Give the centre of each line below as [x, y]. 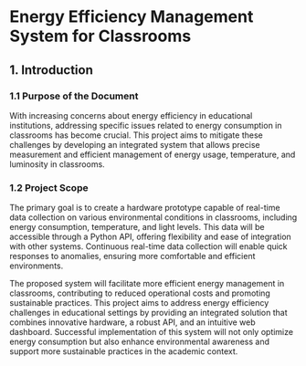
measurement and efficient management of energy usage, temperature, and [153, 154]
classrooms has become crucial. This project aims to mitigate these [136, 135]
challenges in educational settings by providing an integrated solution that [148, 313]
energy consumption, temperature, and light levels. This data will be [137, 227]
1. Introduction [51, 70]
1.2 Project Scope [49, 187]
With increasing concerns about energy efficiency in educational [131, 115]
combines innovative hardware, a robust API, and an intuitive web [132, 322]
